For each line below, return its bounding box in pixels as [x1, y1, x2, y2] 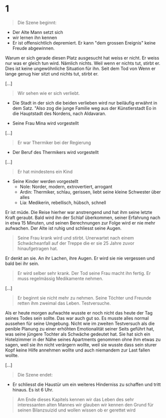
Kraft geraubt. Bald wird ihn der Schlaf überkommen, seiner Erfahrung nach [5, 214, 161, 220]
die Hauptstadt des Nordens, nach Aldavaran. [12, 110, 106, 116]
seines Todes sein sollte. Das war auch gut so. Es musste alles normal [5, 315, 149, 321]
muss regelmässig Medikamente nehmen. [17, 275, 104, 281]
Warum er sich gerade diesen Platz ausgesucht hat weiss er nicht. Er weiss [5, 54, 160, 60]
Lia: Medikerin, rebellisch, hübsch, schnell [19, 199, 106, 205]
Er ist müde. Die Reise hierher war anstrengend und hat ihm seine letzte [5, 209, 153, 215]
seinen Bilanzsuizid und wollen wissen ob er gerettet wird [17, 407, 136, 413]
